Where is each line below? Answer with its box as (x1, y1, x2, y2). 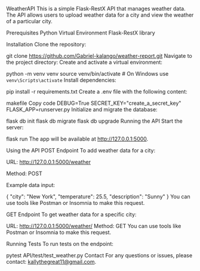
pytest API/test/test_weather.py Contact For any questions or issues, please (6, 252, 193, 258)
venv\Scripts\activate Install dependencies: (6, 77, 116, 83)
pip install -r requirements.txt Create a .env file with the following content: (6, 88, 188, 95)
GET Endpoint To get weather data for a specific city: (6, 211, 137, 218)
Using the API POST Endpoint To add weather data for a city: (6, 147, 156, 154)
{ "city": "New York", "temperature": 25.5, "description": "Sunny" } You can (6, 193, 190, 200)
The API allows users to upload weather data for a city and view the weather (6, 11, 194, 18)
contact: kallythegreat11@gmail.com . (6, 258, 97, 265)
